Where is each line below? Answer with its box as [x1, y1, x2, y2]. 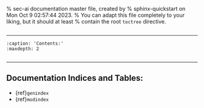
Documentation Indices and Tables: [6, 73, 144, 83]
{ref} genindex [15, 89, 49, 96]
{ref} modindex [15, 95, 49, 103]
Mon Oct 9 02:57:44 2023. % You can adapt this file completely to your [6, 11, 185, 19]
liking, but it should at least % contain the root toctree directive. [6, 18, 166, 25]
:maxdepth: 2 [6, 46, 39, 52]
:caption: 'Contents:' [6, 40, 64, 46]
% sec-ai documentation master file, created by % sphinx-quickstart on [6, 5, 186, 12]
